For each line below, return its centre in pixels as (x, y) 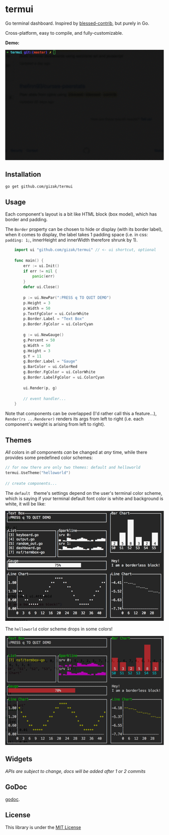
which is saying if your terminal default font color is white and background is (84, 498)
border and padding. (26, 220)
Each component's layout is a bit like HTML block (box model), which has (81, 214)
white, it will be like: (26, 504)
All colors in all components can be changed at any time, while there (76, 453)
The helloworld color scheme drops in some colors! (59, 629)
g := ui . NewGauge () (44, 335)
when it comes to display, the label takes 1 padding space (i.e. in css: (77, 235)
